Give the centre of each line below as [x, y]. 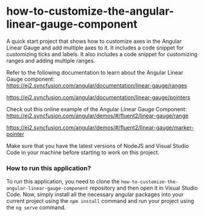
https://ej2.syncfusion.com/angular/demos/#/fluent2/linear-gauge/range [97, 116]
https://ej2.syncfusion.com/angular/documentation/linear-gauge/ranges [97, 85]
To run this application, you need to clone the [63, 182]
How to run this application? [49, 168]
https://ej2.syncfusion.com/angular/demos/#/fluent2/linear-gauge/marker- [100, 127]
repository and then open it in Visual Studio [143, 188]
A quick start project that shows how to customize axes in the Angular [94, 41]
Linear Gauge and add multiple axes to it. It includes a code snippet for [95, 48]
